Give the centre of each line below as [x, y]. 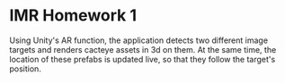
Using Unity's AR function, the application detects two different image [138, 40]
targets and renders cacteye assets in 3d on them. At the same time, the [143, 49]
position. [26, 69]
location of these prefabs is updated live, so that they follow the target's [142, 59]
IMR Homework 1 [73, 16]
